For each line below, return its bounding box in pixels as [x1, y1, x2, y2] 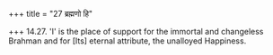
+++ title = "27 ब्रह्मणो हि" [8, 9, 93, 19]
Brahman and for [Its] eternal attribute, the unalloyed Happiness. [8, 35, 247, 46]
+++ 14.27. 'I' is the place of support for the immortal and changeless [8, 27, 264, 36]
